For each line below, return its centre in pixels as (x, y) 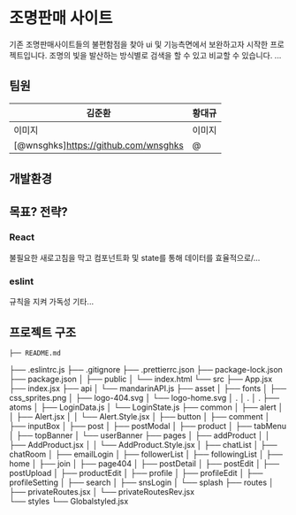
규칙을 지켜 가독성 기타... (52, 302)
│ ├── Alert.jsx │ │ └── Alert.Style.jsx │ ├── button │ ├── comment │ (140, 416)
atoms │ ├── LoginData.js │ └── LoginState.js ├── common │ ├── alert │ (147, 407)
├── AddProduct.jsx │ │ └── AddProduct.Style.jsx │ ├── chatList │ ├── (143, 444)
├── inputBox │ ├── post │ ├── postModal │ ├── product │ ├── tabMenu (148, 426)
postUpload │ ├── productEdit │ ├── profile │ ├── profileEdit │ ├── (136, 473)
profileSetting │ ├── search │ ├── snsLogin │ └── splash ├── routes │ (142, 482)
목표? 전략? (38, 212)
